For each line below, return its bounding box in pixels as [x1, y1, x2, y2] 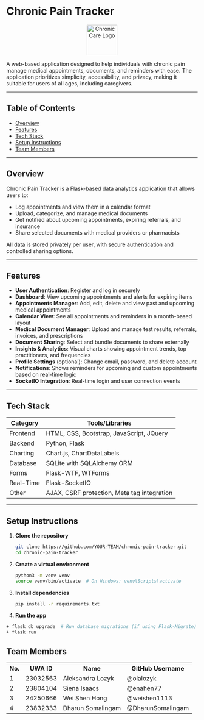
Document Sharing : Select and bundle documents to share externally [15, 338, 189, 346]
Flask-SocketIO [46, 479, 91, 487]
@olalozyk [126, 674, 157, 682]
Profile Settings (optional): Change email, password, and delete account [15, 358, 197, 365]
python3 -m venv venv [15, 572, 70, 579]
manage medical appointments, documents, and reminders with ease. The [6, 66, 192, 74]
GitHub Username [131, 664, 185, 672]
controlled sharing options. [6, 247, 74, 254]
